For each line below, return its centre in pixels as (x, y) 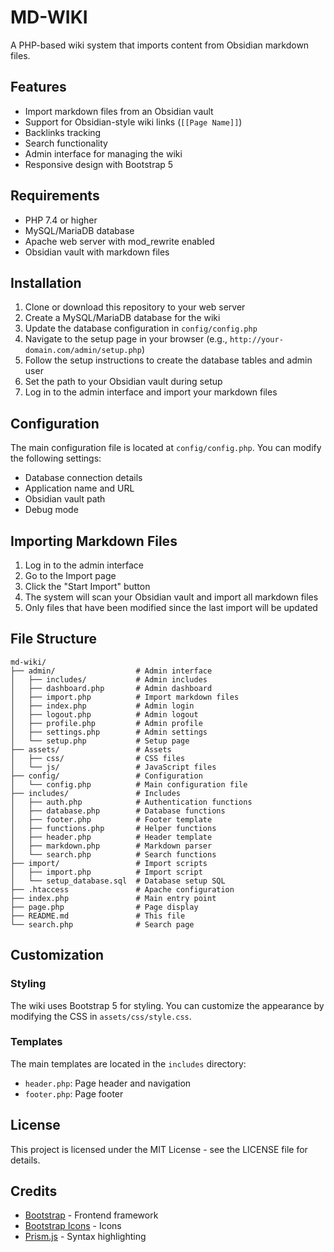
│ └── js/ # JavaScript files (113, 767)
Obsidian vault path (65, 499)
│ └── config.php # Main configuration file (129, 784)
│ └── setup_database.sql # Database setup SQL (118, 881)
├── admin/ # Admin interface (111, 671)
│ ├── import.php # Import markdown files (125, 697)
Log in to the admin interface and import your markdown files (151, 392)
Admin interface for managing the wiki (103, 153)
